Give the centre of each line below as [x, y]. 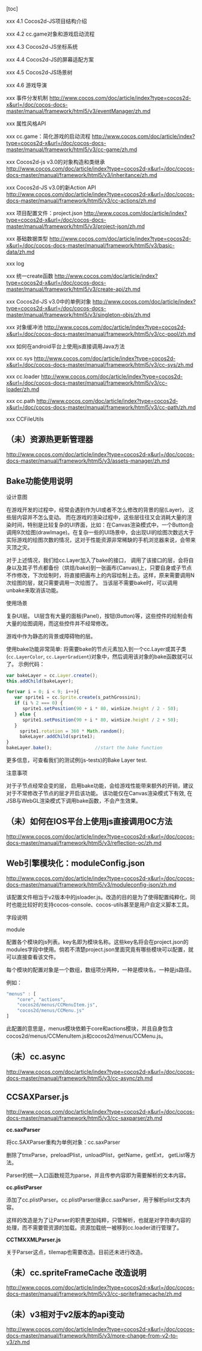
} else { [25, 714]
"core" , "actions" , [41, 999]
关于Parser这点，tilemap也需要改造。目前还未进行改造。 [76, 1252]
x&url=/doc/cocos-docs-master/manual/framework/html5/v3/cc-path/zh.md [101, 407]
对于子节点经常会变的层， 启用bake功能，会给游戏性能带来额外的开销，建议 [100, 786]
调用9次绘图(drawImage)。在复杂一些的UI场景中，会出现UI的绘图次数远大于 [100, 532]
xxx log [15, 264]
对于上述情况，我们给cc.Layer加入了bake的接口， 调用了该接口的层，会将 [97, 560]
